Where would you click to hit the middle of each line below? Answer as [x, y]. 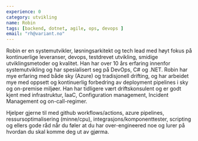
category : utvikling [32, 17]
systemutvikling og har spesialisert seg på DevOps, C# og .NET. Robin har [97, 70]
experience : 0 [24, 12]
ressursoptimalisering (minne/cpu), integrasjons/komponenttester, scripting [99, 119]
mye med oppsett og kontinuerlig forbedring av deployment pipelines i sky [97, 82]
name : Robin [21, 23]
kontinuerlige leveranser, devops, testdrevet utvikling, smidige [82, 57]
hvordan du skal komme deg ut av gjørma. [58, 132]
